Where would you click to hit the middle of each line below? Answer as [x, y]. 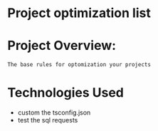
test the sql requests [48, 120]
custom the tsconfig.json [54, 112]
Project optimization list [79, 13]
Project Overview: [62, 46]
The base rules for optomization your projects [79, 65]
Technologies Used [66, 93]
